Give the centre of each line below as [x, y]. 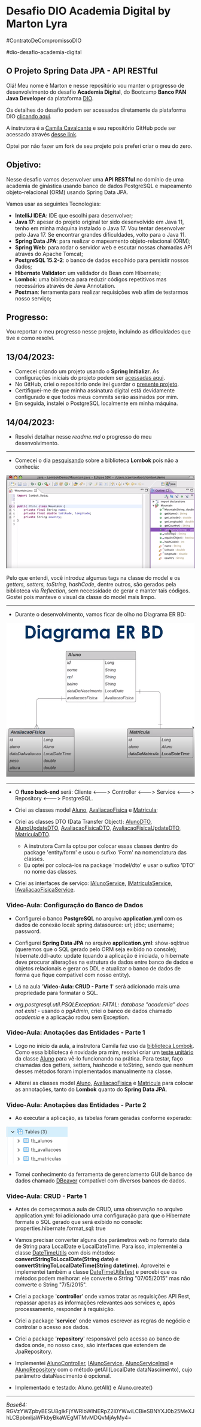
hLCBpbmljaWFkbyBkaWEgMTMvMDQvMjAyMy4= [69, 1418]
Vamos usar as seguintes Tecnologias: [54, 204]
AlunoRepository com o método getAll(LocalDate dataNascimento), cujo [103, 1370]
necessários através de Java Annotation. [65, 285]
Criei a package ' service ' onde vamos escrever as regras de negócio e [102, 1321]
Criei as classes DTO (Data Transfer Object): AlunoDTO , [83, 822]
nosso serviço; [33, 298]
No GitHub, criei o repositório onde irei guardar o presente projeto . [97, 384]
